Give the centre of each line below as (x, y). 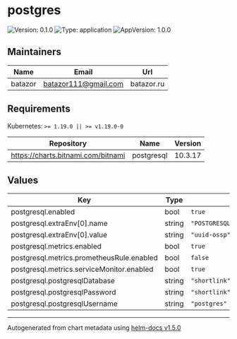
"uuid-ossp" (211, 235)
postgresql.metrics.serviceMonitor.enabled (82, 269)
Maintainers (35, 52)
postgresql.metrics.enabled (56, 246)
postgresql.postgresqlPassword (63, 292)
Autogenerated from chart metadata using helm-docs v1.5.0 (94, 328)
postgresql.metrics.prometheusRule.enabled (84, 258)
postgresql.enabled (43, 212)
